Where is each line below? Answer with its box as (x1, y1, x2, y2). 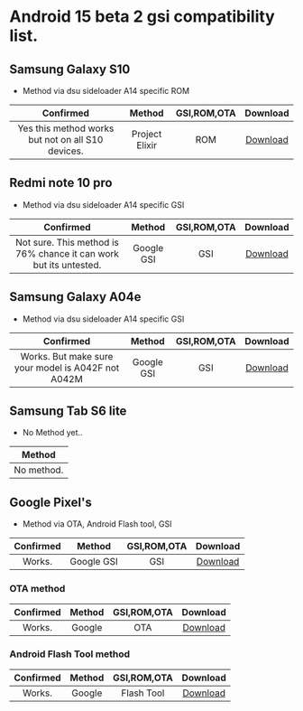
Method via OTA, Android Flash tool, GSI (22, 519, 172, 529)
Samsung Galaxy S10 (9, 61, 131, 77)
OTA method (9, 583, 66, 595)
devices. (48, 145, 84, 157)
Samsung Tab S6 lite (9, 404, 127, 419)
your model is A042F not (14, 361, 120, 374)
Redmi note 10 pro (9, 175, 113, 191)
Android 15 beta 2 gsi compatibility (9, 6, 275, 27)
